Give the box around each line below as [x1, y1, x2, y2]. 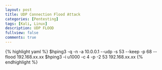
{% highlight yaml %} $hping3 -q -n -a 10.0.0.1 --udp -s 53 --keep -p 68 [5, 48, 152, 55]
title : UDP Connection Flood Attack [5, 12, 81, 17]
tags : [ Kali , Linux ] [5, 21, 48, 26]
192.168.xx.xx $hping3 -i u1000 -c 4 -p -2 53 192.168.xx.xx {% [16, 54, 143, 60]
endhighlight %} [5, 59, 38, 65]
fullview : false [5, 30, 39, 35]
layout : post [5, 7, 32, 12]
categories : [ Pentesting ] [5, 16, 58, 21]
